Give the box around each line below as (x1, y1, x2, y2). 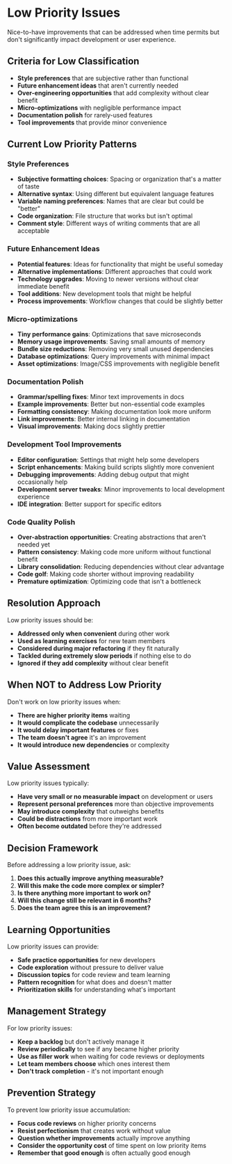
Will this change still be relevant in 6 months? (17, 896, 151, 905)
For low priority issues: (7, 1024, 73, 1032)
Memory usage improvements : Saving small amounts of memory (17, 337, 206, 346)
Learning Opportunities (7, 923, 111, 936)
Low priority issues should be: (7, 615, 94, 624)
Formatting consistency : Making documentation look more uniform (17, 407, 211, 416)
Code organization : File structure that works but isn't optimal (17, 212, 193, 220)
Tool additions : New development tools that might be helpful (17, 289, 192, 298)
